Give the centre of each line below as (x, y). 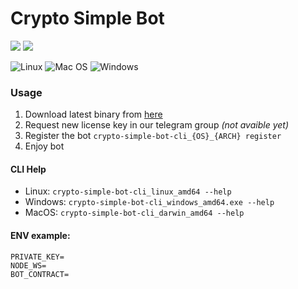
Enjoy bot (44, 146)
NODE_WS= (28, 265)
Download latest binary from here (93, 114)
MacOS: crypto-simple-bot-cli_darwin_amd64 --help (134, 213)
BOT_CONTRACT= (40, 274)
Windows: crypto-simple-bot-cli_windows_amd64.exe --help (149, 202)
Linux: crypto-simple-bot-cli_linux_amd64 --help (128, 191)
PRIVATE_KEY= (37, 257)
